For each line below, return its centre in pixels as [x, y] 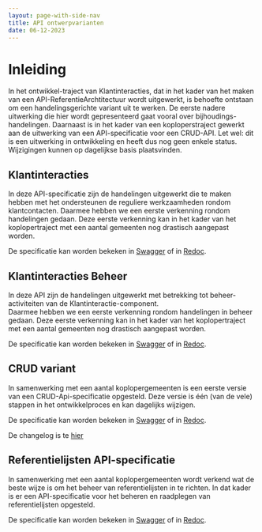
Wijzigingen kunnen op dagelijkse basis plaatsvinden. [95, 150]
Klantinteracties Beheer [68, 276]
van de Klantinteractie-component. [102, 303]
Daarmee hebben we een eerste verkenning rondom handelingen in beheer [130, 311]
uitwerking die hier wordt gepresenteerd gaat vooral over [101, 116]
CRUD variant [42, 369]
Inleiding [37, 69]
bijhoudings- [216, 116]
